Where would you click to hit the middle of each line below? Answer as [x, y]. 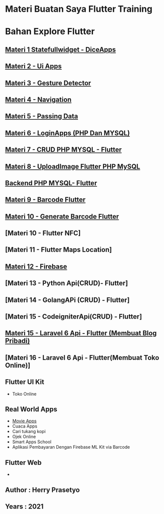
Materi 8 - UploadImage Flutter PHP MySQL [73, 166]
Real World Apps [31, 409]
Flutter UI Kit [25, 382]
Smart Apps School [32, 442]
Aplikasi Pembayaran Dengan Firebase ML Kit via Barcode [71, 447]
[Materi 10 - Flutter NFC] [43, 233]
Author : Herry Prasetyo [42, 490]
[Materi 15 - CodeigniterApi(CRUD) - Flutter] [74, 317]
